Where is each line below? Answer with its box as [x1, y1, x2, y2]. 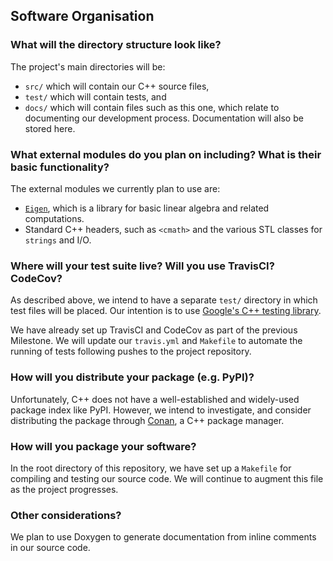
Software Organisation [10, 8, 155, 25]
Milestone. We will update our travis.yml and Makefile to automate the [10, 335, 303, 347]
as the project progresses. [10, 483, 119, 495]
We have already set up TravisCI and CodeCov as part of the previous [10, 324, 298, 336]
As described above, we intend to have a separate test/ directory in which [10, 294, 318, 306]
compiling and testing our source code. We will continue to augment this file [10, 472, 324, 484]
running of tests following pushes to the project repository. [10, 345, 252, 358]
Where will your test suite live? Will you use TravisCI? [10, 259, 275, 273]
